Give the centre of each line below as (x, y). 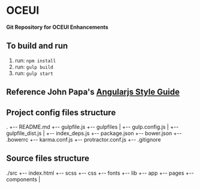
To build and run (37, 46)
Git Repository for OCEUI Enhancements (57, 27)
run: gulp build (34, 67)
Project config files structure (61, 112)
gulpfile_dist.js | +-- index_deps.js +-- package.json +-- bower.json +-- (94, 133)
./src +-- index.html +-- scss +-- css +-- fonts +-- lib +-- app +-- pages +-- (100, 173)
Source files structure (48, 159)
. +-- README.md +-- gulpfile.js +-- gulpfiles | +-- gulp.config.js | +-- (93, 127)
